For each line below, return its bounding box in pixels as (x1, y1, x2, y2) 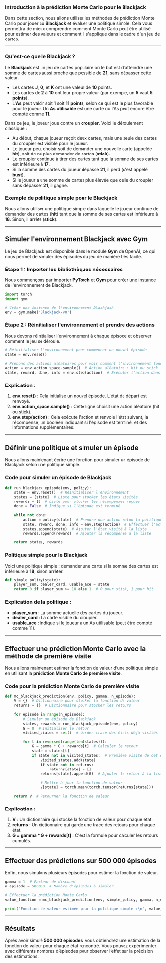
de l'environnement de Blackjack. (5, 282, 73, 288)
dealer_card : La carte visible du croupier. (12, 615, 98, 621)
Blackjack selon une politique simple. (5, 462, 81, 468)
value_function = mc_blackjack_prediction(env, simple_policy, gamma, (5, 897, 154, 902)
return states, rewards (14, 540, 63, 545)
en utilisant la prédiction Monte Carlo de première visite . (5, 670, 122, 676)
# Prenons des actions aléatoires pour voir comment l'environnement (5, 361, 152, 366)
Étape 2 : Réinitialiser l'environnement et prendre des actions (5, 321, 155, 328)
